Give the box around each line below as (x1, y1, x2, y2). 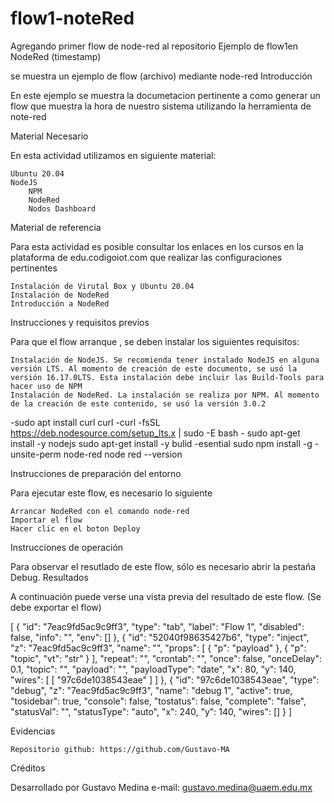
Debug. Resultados (10, 571, 89, 583)
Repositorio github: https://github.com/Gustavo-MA (10, 744, 230, 754)
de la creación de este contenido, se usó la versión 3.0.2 (10, 398, 267, 409)
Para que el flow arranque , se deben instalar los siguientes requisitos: (10, 335, 300, 347)
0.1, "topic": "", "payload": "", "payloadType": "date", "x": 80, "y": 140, (10, 663, 297, 675)
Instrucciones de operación (10, 541, 124, 553)
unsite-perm (10, 448, 62, 460)
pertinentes (10, 262, 58, 274)
